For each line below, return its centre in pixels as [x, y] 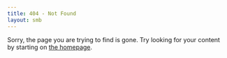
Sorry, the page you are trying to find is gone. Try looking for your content [113, 39]
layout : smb [24, 20]
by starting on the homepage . [50, 47]
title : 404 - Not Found [42, 13]
